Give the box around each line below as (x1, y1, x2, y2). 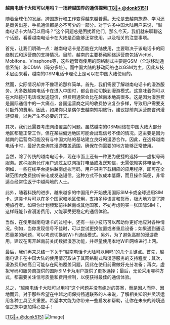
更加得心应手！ (22, 304, 54, 310)
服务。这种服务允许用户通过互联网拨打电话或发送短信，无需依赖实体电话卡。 (5, 160, 165, 166)
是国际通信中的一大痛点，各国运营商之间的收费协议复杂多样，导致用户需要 (5, 101, 160, 106)
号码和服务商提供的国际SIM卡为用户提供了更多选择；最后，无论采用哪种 (9, 268, 160, 273)
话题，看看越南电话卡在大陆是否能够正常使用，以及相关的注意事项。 (9, 35, 152, 40)
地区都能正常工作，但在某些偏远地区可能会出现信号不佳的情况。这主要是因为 (5, 130, 165, 136)
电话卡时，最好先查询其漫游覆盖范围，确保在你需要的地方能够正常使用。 (5, 143, 156, 149)
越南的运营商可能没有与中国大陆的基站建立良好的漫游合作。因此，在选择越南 (5, 136, 165, 142)
